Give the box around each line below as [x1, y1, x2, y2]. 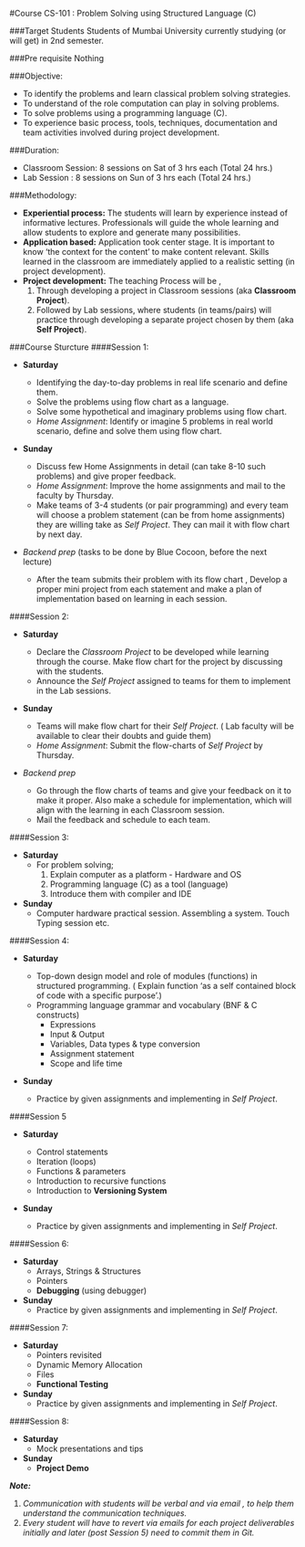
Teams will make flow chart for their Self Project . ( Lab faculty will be [36, 721, 294, 731]
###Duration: [9, 145, 59, 155]
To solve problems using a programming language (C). [22, 108, 228, 118]
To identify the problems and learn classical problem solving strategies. [22, 89, 291, 99]
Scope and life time [49, 1058, 123, 1068]
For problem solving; [36, 859, 114, 870]
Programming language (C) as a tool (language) [49, 879, 229, 889]
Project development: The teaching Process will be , [22, 276, 221, 286]
